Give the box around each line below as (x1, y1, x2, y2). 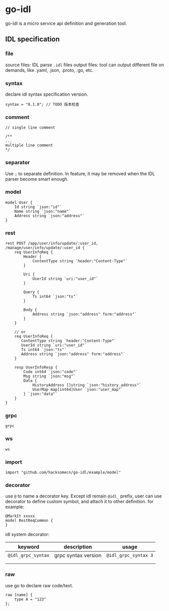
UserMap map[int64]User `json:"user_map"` (32, 387, 123, 392)
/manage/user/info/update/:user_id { (5, 246, 85, 251)
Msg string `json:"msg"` (23, 374, 76, 379)
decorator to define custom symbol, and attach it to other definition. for (5, 499, 154, 505)
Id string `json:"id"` (14, 204, 62, 210)
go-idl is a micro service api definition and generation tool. (5, 20, 128, 26)
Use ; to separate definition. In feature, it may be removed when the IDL (5, 171, 155, 177)
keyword (17, 543, 39, 550)
